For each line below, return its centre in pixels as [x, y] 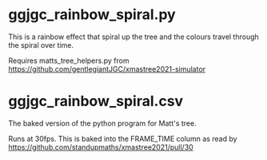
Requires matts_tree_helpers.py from [69, 60]
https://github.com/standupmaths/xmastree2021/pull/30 [101, 147]
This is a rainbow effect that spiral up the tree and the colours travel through [134, 37]
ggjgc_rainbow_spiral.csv [96, 101]
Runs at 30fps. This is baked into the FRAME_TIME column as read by [123, 139]
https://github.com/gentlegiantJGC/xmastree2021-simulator [107, 68]
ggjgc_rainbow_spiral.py [92, 15]
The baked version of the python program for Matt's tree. [103, 123]
